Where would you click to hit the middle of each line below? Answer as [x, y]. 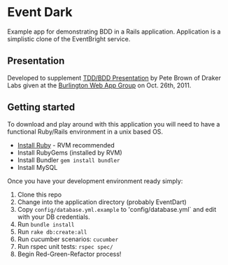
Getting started [41, 107]
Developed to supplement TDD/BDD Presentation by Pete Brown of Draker [114, 78]
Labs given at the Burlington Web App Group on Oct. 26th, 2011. [99, 85]
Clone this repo [39, 194]
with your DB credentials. [54, 217]
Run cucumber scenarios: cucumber [68, 239]
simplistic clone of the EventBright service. [69, 38]
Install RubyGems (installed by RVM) [70, 152]
